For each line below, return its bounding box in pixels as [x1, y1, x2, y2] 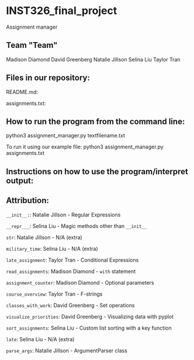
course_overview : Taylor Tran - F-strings [6, 290, 103, 297]
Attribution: [6, 196, 50, 206]
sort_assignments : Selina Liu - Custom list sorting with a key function [6, 324, 172, 331]
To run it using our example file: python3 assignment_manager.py [6, 143, 164, 150]
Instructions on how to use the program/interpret [6, 167, 188, 176]
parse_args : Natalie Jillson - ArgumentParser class [6, 347, 127, 354]
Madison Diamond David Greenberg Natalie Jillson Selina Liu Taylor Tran [6, 56, 181, 63]
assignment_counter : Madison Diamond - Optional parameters [6, 279, 154, 286]
